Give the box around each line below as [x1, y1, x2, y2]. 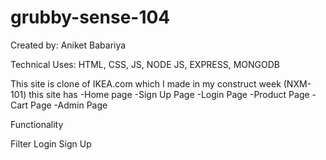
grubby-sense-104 [10, 6, 171, 29]
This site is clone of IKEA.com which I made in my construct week [10, 77, 282, 90]
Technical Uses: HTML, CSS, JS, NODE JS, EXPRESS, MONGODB [10, 58, 281, 70]
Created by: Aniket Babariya [10, 39, 127, 51]
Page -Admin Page [30, 99, 108, 111]
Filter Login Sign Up [10, 137, 92, 150]
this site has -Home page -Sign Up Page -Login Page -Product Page [28, 88, 310, 100]
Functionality [10, 118, 64, 130]
